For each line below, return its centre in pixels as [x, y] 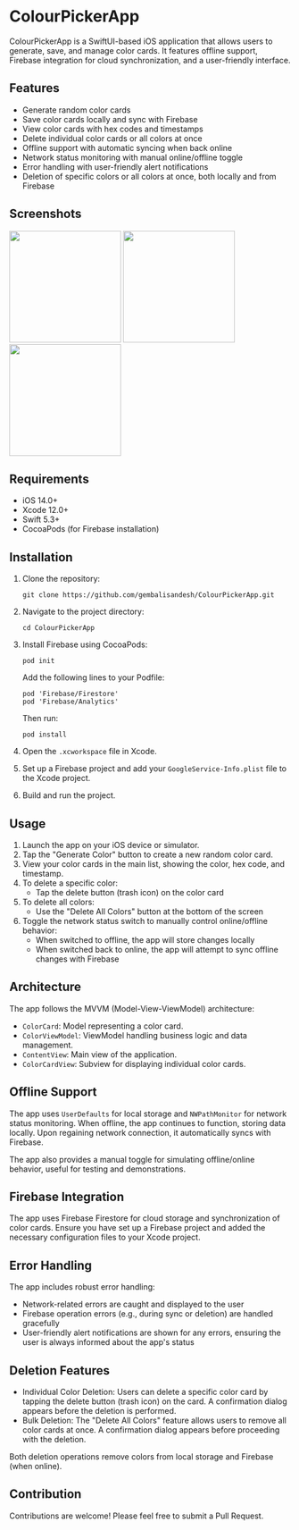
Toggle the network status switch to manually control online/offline [145, 921]
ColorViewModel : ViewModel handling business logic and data [135, 1035]
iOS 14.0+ [40, 500]
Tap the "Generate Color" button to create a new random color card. [148, 854]
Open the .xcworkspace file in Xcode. [90, 752]
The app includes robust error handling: [82, 1287]
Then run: [40, 719]
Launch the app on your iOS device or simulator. [111, 845]
